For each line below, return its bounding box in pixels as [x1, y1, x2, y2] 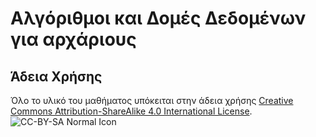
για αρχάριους [10, 28, 137, 51]
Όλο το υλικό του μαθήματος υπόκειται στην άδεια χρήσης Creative [10, 95, 294, 106]
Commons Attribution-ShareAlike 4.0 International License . [10, 105, 253, 117]
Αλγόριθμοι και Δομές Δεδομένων [10, 7, 307, 30]
